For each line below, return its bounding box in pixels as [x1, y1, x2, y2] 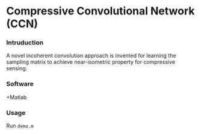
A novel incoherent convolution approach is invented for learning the [6, 52, 176, 59]
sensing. [6, 65, 28, 72]
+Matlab [6, 93, 27, 100]
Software [6, 80, 34, 88]
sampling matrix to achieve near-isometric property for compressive [6, 58, 176, 65]
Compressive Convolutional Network [6, 4, 195, 18]
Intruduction [6, 38, 44, 47]
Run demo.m [6, 122, 34, 130]
